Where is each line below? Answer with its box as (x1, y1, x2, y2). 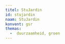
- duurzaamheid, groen (10, 31, 60, 36)
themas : (5, 26, 22, 31)
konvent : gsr (5, 21, 33, 27)
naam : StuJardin (5, 17, 40, 22)
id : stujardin (5, 12, 36, 17)
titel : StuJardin (5, 7, 42, 13)
